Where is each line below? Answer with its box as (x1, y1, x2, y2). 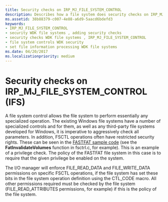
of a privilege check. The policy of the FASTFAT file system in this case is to (5, 150, 161, 156)
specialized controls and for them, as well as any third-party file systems (5, 123, 155, 130)
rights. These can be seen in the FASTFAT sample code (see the (5, 139, 137, 145)
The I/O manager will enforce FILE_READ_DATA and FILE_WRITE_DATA (5, 165, 150, 171)
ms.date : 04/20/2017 (5, 49, 48, 54)
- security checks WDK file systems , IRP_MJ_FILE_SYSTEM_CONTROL (5, 35, 146, 40)
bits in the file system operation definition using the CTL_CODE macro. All (5, 176, 156, 182)
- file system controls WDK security (5, 40, 84, 45)
